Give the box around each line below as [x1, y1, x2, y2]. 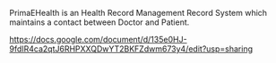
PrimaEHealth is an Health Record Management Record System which [9, 8, 267, 18]
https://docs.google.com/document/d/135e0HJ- [9, 35, 187, 44]
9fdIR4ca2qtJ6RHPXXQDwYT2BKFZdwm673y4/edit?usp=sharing [9, 43, 254, 54]
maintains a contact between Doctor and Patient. [9, 17, 190, 28]
